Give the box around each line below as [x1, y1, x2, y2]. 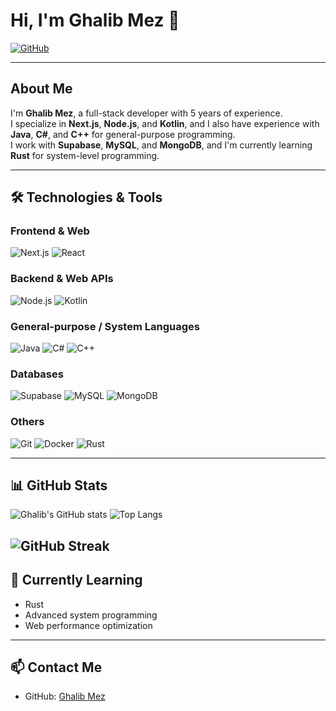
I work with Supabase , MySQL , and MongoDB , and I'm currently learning [10, 139, 313, 151]
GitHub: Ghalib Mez [24, 690, 106, 703]
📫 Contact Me [10, 659, 103, 676]
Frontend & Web [10, 224, 90, 238]
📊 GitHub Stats [10, 477, 108, 494]
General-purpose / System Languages [10, 319, 200, 333]
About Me [10, 80, 73, 98]
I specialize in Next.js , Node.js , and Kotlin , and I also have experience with [10, 117, 320, 129]
